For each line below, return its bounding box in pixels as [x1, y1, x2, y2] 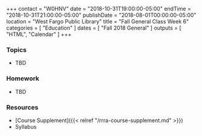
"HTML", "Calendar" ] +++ [6, 31, 72, 38]
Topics [6, 45, 27, 54]
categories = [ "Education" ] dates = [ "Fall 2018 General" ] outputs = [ [6, 24, 181, 31]
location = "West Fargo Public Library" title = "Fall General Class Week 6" [6, 18, 189, 25]
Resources [6, 103, 39, 111]
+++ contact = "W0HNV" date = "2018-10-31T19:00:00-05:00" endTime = [6, 5, 192, 12]
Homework [6, 75, 39, 83]
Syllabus [15, 123, 37, 130]
